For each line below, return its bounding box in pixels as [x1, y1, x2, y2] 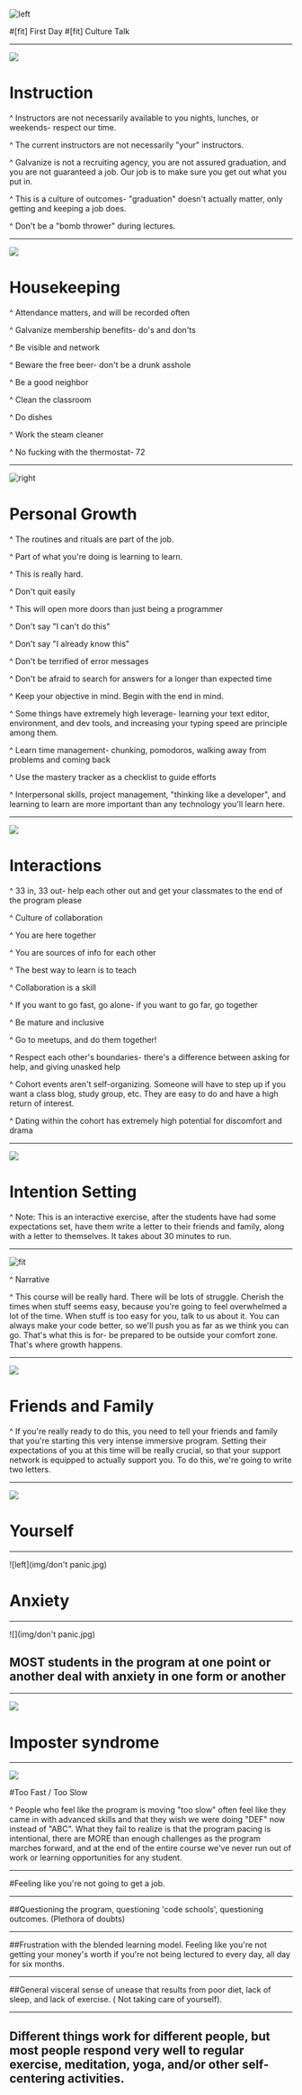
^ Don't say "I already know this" [9, 638, 130, 649]
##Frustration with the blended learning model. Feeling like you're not [9, 1939, 268, 1950]
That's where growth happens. [9, 1339, 123, 1350]
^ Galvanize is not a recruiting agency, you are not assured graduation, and [9, 157, 287, 167]
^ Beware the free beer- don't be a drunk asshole [9, 359, 191, 370]
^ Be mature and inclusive [9, 1017, 105, 1028]
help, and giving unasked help [9, 1061, 121, 1072]
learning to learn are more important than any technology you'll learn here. [9, 798, 286, 809]
